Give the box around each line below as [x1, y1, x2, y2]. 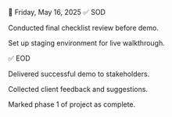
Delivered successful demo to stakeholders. [8, 69, 150, 79]
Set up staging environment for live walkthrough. [8, 38, 166, 47]
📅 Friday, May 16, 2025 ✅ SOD [8, 8, 106, 16]
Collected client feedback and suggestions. [8, 85, 149, 93]
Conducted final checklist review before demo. [8, 24, 159, 32]
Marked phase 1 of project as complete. [8, 100, 136, 109]
